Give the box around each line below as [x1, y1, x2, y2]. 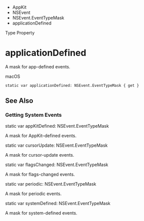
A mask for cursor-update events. [5, 152, 75, 158]
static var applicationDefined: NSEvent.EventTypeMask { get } [5, 83, 140, 88]
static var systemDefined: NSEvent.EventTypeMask [5, 200, 111, 206]
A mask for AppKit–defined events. [5, 132, 77, 139]
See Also [5, 97, 33, 105]
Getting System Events [5, 112, 62, 119]
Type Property [5, 30, 35, 35]
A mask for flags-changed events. [5, 171, 75, 177]
